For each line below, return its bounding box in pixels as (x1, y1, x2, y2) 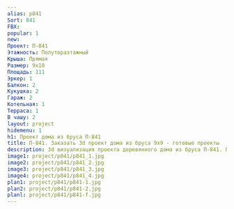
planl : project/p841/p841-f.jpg (7, 192, 101, 199)
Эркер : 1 (7, 75, 33, 82)
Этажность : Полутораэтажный (7, 49, 89, 56)
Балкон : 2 (7, 82, 36, 88)
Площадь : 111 (7, 68, 45, 75)
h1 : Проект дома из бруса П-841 (7, 133, 101, 140)
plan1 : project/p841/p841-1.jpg (7, 178, 101, 185)
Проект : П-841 (7, 42, 49, 49)
